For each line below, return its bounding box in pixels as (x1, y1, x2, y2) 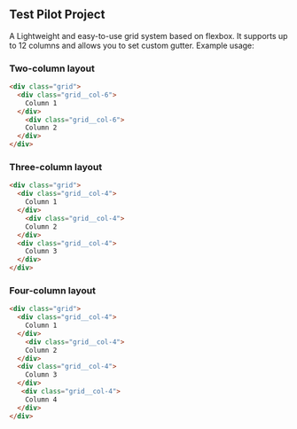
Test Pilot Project (9, 7, 106, 22)
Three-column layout (9, 161, 103, 174)
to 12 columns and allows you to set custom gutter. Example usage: (9, 40, 254, 51)
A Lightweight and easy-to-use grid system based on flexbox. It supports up (9, 30, 288, 41)
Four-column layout (9, 284, 96, 296)
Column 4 (25, 394, 58, 404)
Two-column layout (9, 62, 95, 74)
